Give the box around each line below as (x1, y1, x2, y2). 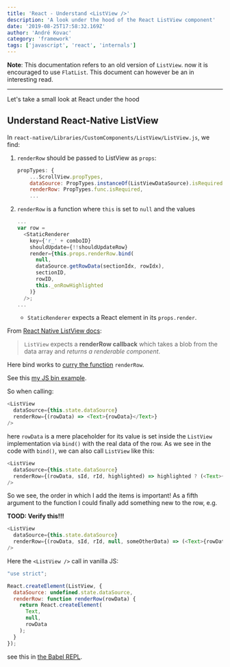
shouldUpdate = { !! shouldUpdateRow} (29, 244, 128, 250)
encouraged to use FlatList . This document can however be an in (7, 68, 194, 76)
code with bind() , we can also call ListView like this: (7, 447, 155, 455)
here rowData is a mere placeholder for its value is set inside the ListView (7, 432, 212, 440)
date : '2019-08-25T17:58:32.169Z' (7, 23, 106, 30)
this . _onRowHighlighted (35, 282, 104, 289)
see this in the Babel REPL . (7, 653, 83, 661)
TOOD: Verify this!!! (7, 512, 65, 520)
